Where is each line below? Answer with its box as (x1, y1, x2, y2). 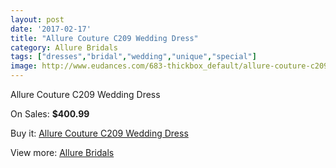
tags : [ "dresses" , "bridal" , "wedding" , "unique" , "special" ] (10, 52, 257, 62)
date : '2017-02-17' (10, 24, 92, 34)
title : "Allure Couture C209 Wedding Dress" (10, 33, 199, 43)
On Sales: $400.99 (10, 108, 90, 120)
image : (10, 61, 38, 71)
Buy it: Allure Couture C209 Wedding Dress (10, 127, 189, 139)
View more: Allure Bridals (10, 147, 115, 158)
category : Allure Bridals (10, 42, 118, 53)
